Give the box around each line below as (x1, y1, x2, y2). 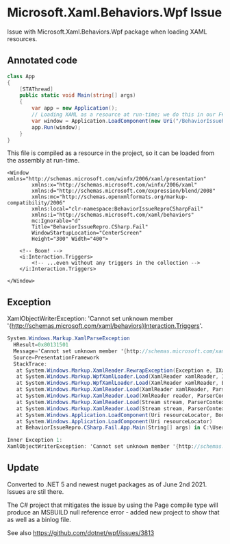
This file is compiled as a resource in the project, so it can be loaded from (7, 149, 214, 157)
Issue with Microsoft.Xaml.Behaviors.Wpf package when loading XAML (7, 27, 207, 36)
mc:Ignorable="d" (31, 217, 81, 224)
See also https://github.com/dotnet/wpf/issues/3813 (7, 528, 155, 536)
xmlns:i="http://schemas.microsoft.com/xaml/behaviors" (31, 211, 194, 219)
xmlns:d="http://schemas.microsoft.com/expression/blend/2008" (31, 187, 216, 195)
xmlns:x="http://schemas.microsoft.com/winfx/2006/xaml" (31, 182, 197, 189)
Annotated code (7, 55, 77, 67)
